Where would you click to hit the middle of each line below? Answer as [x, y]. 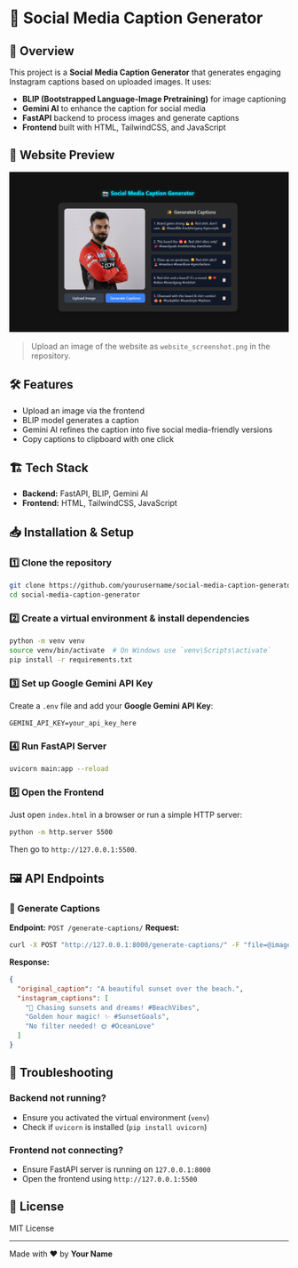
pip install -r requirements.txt [71, 660]
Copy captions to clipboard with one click [98, 438]
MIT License [32, 1228]
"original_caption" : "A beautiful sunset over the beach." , [130, 989]
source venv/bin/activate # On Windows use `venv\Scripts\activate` [141, 650]
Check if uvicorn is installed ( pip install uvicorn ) [114, 1127]
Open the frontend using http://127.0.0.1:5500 [110, 1178]
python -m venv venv [47, 641]
